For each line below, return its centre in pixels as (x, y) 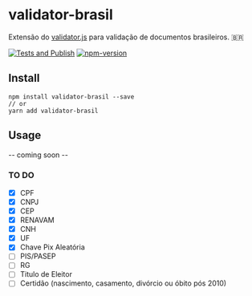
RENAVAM (37, 220)
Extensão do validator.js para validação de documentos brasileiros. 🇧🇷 (126, 37)
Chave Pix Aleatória (53, 247)
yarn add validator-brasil (53, 111)
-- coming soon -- (38, 155)
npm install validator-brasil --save (71, 97)
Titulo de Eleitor (46, 274)
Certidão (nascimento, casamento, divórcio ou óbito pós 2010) (123, 283)
